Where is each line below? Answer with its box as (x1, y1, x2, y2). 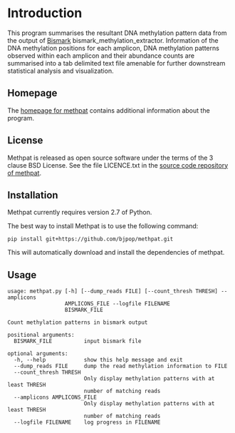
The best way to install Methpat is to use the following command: (7, 222, 199, 230)
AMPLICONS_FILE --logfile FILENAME (64, 300, 171, 307)
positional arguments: (7, 332, 75, 339)
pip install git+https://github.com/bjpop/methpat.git (7, 235, 174, 243)
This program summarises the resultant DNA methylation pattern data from (7, 29, 227, 37)
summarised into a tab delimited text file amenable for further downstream (7, 58, 226, 67)
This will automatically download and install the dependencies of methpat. (7, 248, 225, 257)
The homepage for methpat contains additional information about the (7, 106, 210, 115)
